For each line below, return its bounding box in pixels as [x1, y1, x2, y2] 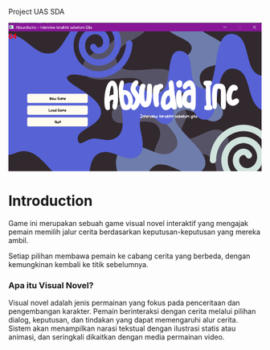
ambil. [8, 235, 29, 245]
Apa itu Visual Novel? [8, 279, 94, 290]
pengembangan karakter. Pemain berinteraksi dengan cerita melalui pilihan [8, 306, 256, 316]
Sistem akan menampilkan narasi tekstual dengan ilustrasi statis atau [8, 323, 236, 333]
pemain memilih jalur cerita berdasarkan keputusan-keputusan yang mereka [8, 227, 261, 237]
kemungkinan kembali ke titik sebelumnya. [8, 259, 149, 269]
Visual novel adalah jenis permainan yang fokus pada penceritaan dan [8, 298, 240, 307]
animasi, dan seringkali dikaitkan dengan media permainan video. [8, 331, 225, 341]
